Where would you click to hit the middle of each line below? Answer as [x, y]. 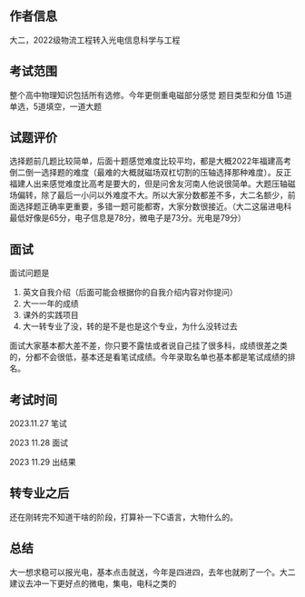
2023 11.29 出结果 [43, 463]
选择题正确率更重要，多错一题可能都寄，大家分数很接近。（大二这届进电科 [154, 206]
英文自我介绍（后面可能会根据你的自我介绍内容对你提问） [130, 293]
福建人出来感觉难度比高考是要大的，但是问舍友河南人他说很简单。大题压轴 [148, 184]
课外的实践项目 [50, 315]
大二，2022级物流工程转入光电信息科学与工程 [95, 40]
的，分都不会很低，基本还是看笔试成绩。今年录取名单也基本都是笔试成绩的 [148, 357]
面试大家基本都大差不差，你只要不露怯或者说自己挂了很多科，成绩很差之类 [148, 346]
